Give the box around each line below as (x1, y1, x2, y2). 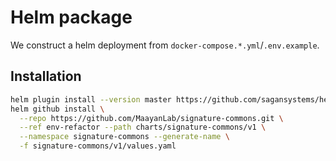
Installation (10, 68, 82, 85)
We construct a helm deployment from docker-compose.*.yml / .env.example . (10, 39, 320, 51)
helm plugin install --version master (10, 94, 172, 105)
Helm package (10, 6, 133, 29)
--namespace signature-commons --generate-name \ (19, 132, 230, 142)
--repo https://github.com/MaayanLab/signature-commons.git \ (19, 113, 284, 123)
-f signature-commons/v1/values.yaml (19, 141, 177, 151)
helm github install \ (10, 104, 105, 114)
